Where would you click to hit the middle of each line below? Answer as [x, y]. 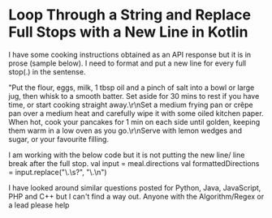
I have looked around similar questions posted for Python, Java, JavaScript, [135, 187]
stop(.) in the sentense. [47, 71]
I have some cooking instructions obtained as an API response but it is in [130, 54]
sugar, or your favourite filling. [59, 139]
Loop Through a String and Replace [130, 15]
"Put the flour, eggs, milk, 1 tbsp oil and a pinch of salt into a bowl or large [132, 88]
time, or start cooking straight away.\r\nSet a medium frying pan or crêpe [131, 105]
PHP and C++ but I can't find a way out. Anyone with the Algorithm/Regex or [136, 196]
